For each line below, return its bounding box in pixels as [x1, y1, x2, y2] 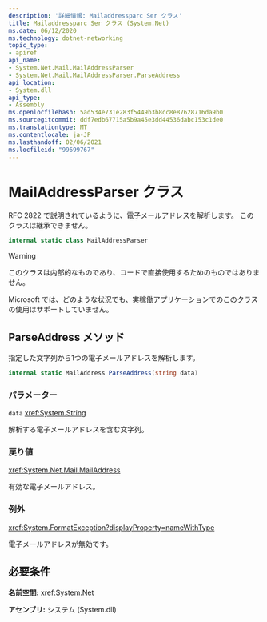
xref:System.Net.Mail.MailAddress [8, 465, 121, 475]
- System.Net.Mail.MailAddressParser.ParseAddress [8, 71, 181, 79]
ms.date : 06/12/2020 [8, 26, 78, 34]
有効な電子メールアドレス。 [8, 482, 100, 492]
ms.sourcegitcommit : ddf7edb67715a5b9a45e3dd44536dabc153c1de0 [8, 116, 224, 124]
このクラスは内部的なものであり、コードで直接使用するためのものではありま [8, 267, 261, 277]
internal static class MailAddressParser [8, 237, 149, 245]
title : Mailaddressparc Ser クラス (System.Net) [8, 19, 169, 27]
